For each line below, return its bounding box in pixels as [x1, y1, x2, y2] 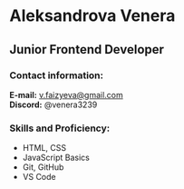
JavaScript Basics [22, 152, 91, 164]
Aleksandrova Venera [9, 5, 176, 26]
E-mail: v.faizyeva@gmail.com [9, 89, 124, 100]
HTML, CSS [22, 143, 66, 154]
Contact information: [9, 69, 104, 82]
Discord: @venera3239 [9, 99, 98, 110]
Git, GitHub [22, 162, 64, 173]
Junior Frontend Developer [9, 42, 165, 57]
